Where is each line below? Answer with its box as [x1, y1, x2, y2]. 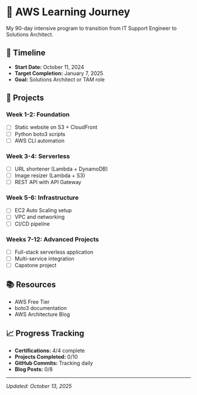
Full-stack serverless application [14, 248, 94, 256]
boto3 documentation [14, 304, 67, 311]
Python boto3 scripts [14, 130, 66, 137]
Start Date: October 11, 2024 [14, 63, 84, 70]
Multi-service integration [14, 255, 74, 262]
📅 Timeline [6, 48, 46, 58]
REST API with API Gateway [14, 179, 81, 186]
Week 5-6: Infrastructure [6, 193, 79, 202]
